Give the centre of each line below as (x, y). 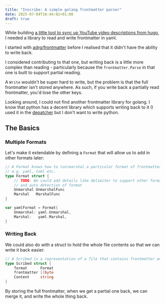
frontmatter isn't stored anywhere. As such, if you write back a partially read (82, 87)
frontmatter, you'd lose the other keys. (44, 93)
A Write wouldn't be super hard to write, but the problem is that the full (77, 82)
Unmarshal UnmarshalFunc (39, 190)
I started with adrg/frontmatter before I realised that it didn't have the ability (82, 48)
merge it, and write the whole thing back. (47, 296)
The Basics (23, 128)
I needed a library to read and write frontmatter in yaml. (61, 38)
